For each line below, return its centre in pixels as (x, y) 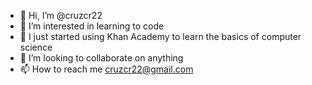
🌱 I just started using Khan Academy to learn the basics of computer (160, 36)
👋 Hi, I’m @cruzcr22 (61, 15)
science (36, 47)
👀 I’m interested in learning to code (92, 26)
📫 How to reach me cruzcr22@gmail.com (106, 69)
